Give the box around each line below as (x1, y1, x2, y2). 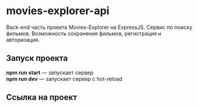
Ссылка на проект (6, 93, 77, 103)
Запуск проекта (6, 53, 68, 63)
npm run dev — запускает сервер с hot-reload (6, 75, 122, 82)
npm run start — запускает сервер (6, 69, 94, 76)
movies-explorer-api (6, 4, 110, 18)
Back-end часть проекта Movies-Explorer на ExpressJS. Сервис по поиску (6, 24, 193, 31)
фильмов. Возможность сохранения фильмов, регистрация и (6, 30, 161, 37)
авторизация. (6, 36, 40, 43)
